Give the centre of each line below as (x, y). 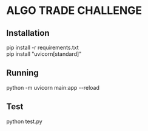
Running (23, 73)
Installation (28, 33)
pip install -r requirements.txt (42, 47)
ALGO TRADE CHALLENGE (74, 11)
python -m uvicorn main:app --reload (53, 87)
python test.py (24, 121)
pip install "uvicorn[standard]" (44, 54)
